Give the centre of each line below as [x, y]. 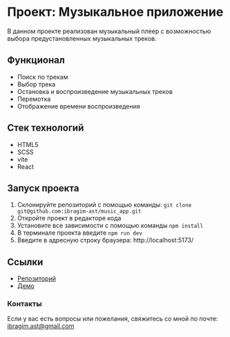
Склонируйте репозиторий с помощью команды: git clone [104, 205]
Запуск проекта [43, 188]
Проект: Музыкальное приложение [115, 12]
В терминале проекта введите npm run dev [80, 233]
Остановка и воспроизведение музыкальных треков [95, 91]
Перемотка [34, 99]
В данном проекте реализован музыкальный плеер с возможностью [109, 31]
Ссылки [25, 262]
